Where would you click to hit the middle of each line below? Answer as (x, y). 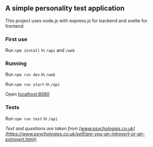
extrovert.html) (21, 139)
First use (16, 39)
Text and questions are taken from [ (43, 128)
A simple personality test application (65, 8)
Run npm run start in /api (33, 84)
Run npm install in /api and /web (40, 50)
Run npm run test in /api (31, 119)
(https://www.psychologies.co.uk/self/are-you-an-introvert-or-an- (75, 134)
